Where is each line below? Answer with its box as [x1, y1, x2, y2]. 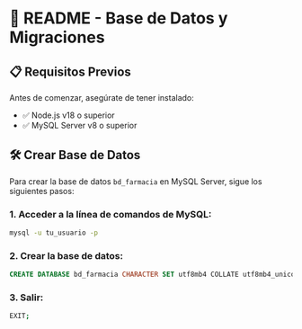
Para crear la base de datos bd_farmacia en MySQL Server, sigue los [9, 175, 262, 187]
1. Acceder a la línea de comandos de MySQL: [9, 208, 212, 220]
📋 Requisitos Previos [9, 64, 132, 79]
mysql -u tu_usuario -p [9, 228, 99, 237]
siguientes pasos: [9, 185, 75, 196]
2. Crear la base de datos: [9, 249, 124, 262]
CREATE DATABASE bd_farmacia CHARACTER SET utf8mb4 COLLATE [9, 270, 240, 280]
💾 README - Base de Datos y [9, 8, 228, 29]
